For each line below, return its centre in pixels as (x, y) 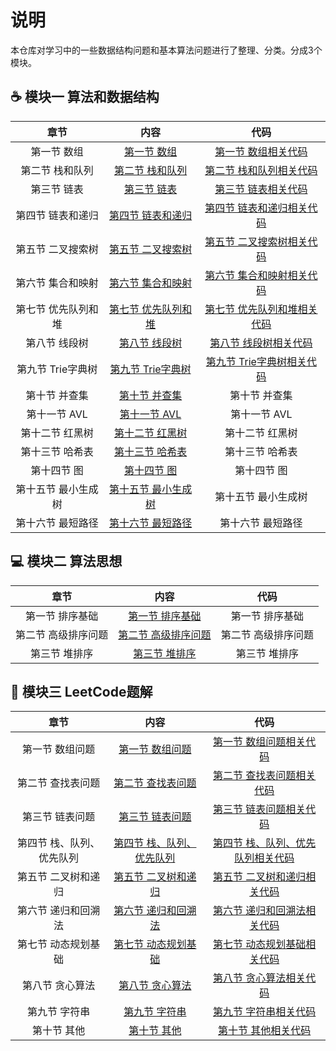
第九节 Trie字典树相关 (256, 361)
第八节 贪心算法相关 (260, 978)
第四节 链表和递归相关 (256, 208)
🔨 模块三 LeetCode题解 (81, 691)
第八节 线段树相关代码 (261, 343)
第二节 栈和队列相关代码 (261, 170)
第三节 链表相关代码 (261, 189)
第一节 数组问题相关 (260, 742)
